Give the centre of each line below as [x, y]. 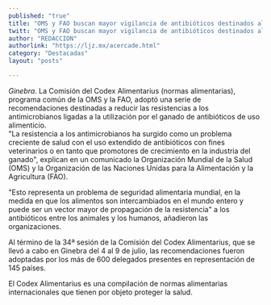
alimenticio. [27, 125]
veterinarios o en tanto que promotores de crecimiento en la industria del [129, 151]
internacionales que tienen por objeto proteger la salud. [101, 292]
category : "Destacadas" [48, 53]
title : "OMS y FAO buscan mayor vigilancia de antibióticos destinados [131, 23]
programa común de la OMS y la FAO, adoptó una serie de [105, 99]
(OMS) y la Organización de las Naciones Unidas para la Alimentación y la [131, 168]
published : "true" [39, 16]
